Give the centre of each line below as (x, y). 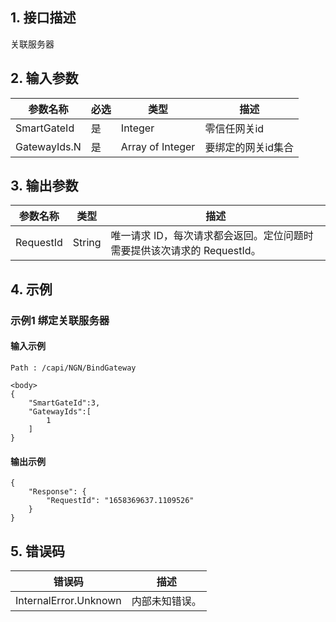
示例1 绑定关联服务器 (60, 320)
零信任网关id (234, 128)
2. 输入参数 (44, 78)
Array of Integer (158, 146)
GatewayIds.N (48, 146)
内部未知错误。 (166, 601)
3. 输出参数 (44, 186)
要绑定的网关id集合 (249, 147)
